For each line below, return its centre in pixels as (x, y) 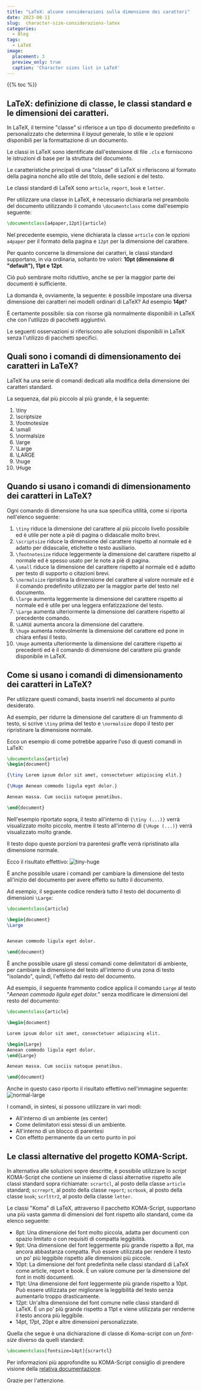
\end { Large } (22, 1055)
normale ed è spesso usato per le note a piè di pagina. (83, 560)
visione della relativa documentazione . (54, 1368)
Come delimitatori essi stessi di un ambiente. (71, 1125)
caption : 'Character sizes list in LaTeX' (66, 68)
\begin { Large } (25, 1044)
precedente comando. (43, 618)
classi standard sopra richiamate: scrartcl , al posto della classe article (96, 1183)
